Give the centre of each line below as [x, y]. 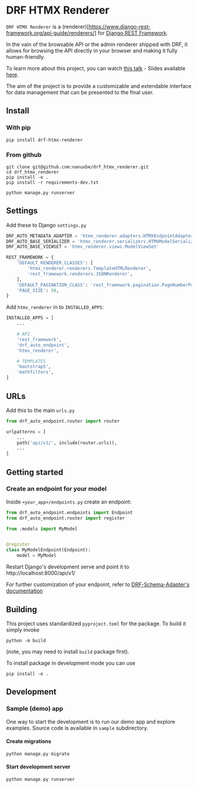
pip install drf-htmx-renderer [44, 140]
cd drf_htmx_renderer [33, 172]
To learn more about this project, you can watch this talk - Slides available [96, 68]
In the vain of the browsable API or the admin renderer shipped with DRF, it [97, 44]
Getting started [35, 472]
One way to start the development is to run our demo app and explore [91, 721]
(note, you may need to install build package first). [68, 651]
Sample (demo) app [35, 709]
